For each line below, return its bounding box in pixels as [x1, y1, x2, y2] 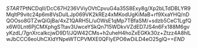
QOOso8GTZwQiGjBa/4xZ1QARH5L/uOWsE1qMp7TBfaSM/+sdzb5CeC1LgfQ [6, 17, 192, 24]
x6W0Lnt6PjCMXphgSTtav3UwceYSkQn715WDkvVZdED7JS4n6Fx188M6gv [6, 23, 190, 30]
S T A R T [6, 5, 23, 12]
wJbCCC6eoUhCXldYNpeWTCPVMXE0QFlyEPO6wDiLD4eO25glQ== [6, 36, 175, 42]
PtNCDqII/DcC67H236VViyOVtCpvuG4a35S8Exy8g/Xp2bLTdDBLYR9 [22, 5, 191, 12]
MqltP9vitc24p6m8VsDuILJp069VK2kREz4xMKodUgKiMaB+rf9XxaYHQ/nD [6, 11, 190, 18]
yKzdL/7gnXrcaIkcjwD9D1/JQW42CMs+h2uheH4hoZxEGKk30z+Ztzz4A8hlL [6, 29, 192, 36]
